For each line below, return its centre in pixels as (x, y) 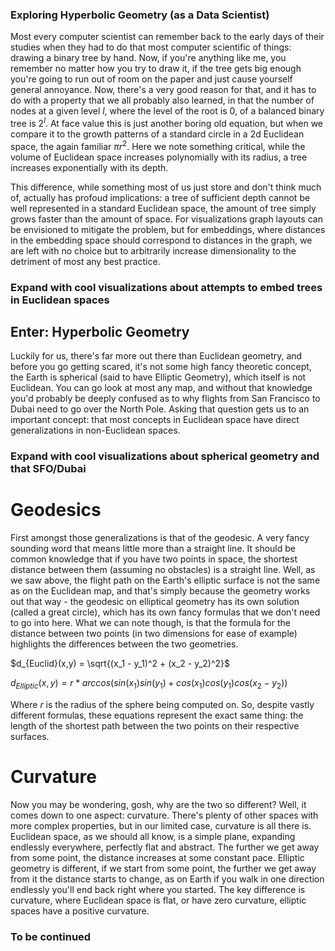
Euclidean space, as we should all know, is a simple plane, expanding (153, 836)
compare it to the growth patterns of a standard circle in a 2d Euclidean (157, 134)
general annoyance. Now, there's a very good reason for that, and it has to (163, 90)
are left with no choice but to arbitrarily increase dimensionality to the (153, 250)
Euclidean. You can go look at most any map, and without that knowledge (161, 388)
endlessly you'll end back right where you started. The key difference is (158, 889)
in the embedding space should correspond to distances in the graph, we (161, 240)
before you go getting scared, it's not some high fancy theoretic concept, (161, 367)
